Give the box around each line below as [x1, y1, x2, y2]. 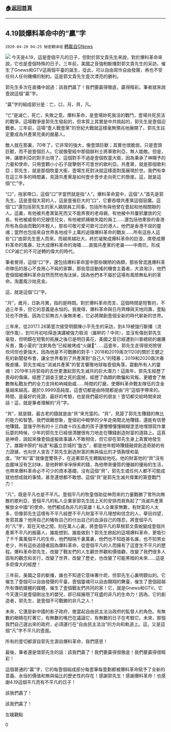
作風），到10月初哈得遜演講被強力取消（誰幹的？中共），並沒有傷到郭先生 [9, 330, 162, 336]
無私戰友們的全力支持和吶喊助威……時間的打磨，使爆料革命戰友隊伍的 [9, 381, 156, 387]
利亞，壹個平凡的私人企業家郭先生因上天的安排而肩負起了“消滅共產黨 [18, 498, 164, 504]
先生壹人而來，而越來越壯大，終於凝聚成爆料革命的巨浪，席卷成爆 [27, 236, 165, 242]
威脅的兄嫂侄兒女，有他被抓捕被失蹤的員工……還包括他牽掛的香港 [27, 216, 165, 222]
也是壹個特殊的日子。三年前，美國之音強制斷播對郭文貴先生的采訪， [18, 61, 161, 67]
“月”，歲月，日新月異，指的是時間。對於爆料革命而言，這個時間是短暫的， [5, 300, 161, 306]
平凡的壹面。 [27, 628, 54, 634]
